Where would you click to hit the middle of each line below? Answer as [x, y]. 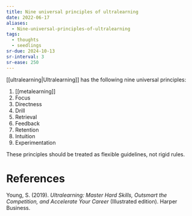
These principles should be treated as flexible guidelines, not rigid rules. [96, 154]
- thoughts [25, 40]
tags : [13, 34]
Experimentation [35, 142]
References [36, 178]
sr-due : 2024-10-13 [31, 51]
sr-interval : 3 [25, 57]
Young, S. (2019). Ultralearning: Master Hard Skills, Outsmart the [87, 195]
